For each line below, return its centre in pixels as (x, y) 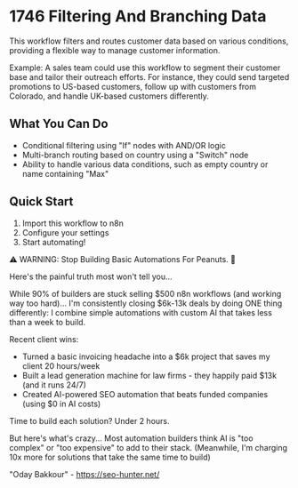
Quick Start (41, 202)
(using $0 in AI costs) (61, 404)
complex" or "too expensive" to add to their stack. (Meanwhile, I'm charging (148, 447)
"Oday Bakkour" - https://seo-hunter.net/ (85, 474)
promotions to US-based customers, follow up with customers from (133, 86)
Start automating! (54, 242)
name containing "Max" (65, 173)
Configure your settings (65, 232)
